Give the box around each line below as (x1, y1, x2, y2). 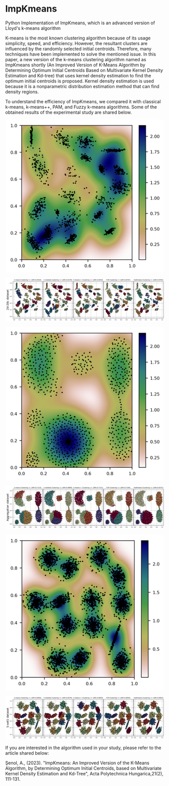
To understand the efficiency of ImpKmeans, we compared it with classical (5, 98, 161, 104)
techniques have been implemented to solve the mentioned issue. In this (5, 51, 156, 57)
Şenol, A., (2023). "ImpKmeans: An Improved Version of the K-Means (5, 760, 150, 766)
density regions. (5, 89, 39, 95)
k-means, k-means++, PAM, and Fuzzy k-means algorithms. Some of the (5, 104, 157, 110)
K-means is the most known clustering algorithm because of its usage (5, 35, 151, 41)
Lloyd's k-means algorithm (5, 25, 61, 31)
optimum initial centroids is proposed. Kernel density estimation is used (5, 78, 154, 84)
